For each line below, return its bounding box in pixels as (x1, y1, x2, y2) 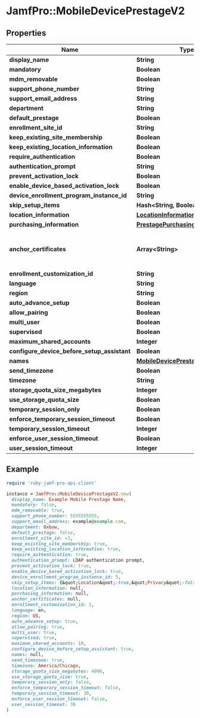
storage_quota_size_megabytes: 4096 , (11, 668, 105, 674)
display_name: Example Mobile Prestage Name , (11, 496, 127, 502)
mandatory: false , (11, 502, 58, 508)
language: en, (11, 607, 46, 614)
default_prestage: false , (11, 530, 76, 536)
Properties (6, 28, 46, 38)
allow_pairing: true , (11, 624, 65, 630)
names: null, (11, 652, 44, 658)
